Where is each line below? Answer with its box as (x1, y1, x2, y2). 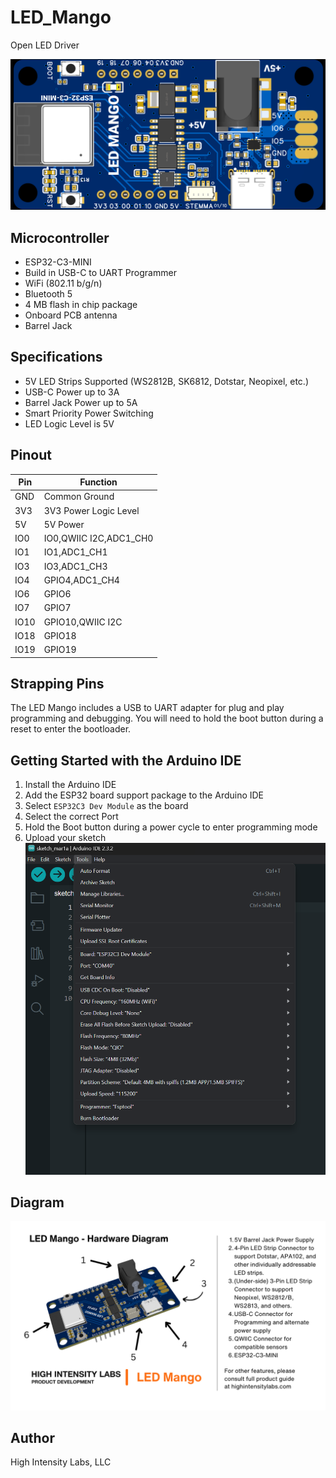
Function (79, 476, 118, 488)
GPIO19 (43, 644, 77, 656)
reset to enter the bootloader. (10, 723, 132, 735)
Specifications (10, 349, 103, 366)
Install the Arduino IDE (24, 779, 117, 791)
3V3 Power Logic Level (43, 504, 140, 516)
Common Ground (43, 491, 115, 503)
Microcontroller (10, 229, 110, 246)
